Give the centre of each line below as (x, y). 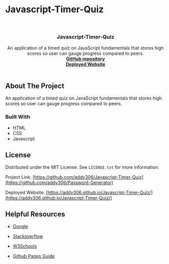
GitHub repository (86, 59)
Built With (18, 117)
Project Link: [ (20, 177)
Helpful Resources (35, 214)
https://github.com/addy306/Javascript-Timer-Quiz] (89, 177)
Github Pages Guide (34, 256)
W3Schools (25, 246)
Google (20, 226)
